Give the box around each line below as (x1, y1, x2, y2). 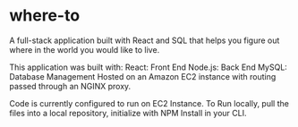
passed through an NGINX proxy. (9, 80, 132, 91)
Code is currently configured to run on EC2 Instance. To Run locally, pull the (9, 97, 289, 108)
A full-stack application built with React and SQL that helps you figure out (9, 35, 280, 46)
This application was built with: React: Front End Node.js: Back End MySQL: (9, 62, 288, 72)
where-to (9, 5, 81, 26)
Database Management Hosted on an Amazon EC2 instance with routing (9, 71, 277, 81)
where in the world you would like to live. (9, 44, 160, 55)
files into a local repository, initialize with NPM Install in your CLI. (9, 107, 247, 118)
